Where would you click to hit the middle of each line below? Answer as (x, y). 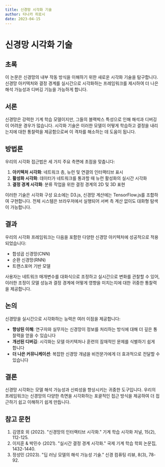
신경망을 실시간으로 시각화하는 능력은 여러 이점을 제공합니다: (63, 319)
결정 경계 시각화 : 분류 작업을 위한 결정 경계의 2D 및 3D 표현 (69, 184)
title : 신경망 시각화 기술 (28, 10)
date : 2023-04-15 (23, 19)
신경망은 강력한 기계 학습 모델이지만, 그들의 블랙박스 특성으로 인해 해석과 (74, 119)
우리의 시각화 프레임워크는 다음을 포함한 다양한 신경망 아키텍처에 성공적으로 (77, 237)
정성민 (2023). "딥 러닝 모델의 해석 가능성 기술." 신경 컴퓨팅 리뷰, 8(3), (80, 455)
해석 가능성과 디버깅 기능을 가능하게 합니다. (46, 90)
